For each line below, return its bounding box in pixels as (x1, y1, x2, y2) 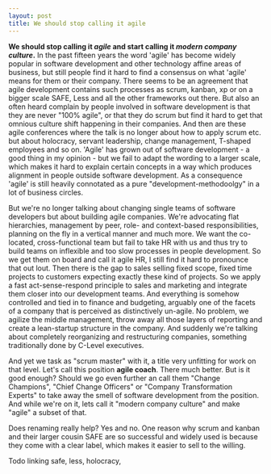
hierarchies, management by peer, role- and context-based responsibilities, (8, 220, 259, 230)
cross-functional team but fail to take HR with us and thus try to (36, 237, 248, 247)
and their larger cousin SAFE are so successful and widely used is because (8, 431, 258, 441)
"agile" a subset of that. (8, 407, 87, 417)
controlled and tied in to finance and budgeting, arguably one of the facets (8, 297, 256, 307)
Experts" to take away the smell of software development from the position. (8, 390, 260, 400)
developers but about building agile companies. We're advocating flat (8, 212, 240, 221)
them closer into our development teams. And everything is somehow (8, 288, 240, 299)
